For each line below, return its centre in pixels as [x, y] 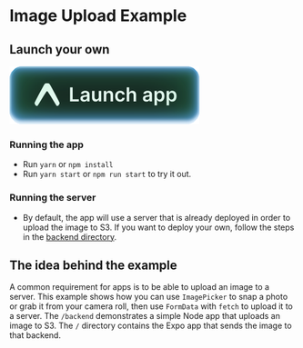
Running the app [47, 144]
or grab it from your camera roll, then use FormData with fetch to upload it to [151, 306]
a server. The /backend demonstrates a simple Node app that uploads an [145, 316]
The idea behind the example [93, 265]
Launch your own [60, 50]
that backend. [35, 335]
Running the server [53, 198]
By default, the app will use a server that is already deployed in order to [157, 217]
